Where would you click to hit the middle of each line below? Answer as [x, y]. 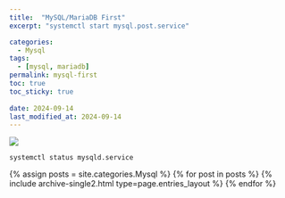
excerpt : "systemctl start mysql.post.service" [100, 26]
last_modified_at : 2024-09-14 [66, 117]
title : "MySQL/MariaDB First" [67, 17]
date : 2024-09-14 [42, 108]
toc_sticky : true [42, 91]
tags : [19, 59]
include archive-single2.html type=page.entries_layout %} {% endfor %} [143, 184]
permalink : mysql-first [54, 75]
